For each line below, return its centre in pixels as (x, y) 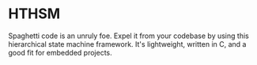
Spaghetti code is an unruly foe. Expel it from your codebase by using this (128, 36)
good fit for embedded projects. (60, 52)
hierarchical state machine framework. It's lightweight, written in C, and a (127, 44)
